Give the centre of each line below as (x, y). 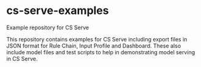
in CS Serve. (22, 58)
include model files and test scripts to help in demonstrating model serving (100, 52)
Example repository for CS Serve (48, 27)
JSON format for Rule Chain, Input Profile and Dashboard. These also (94, 46)
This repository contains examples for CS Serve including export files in (97, 39)
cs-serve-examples (58, 11)
